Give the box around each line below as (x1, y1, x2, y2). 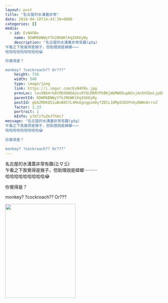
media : (5, 26, 19, 31)
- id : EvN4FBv (9, 31, 39, 36)
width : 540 (14, 77, 37, 82)
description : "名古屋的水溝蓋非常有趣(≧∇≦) (14, 40, 98, 45)
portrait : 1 (14, 109, 39, 114)
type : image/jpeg (14, 81, 50, 87)
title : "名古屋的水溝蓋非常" (5, 12, 59, 17)
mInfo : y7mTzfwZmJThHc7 (14, 114, 64, 119)
